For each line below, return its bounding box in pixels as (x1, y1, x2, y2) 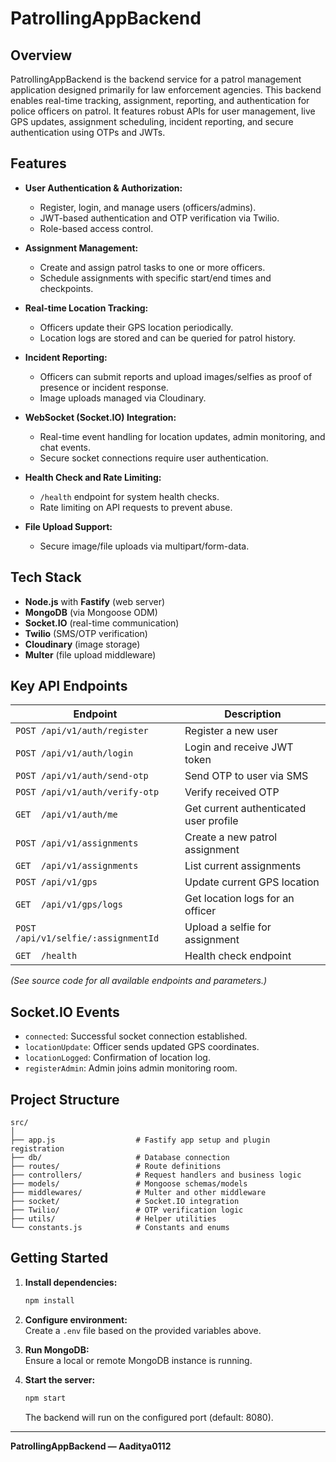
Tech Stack (10, 569, 82, 586)
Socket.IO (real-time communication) (24, 617, 180, 629)
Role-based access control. (39, 222, 154, 234)
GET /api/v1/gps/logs (15, 899, 123, 911)
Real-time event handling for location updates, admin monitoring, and (39, 430, 326, 442)
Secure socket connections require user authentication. (39, 452, 269, 464)
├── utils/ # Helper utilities (10, 1214, 217, 1224)
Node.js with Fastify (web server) (24, 595, 166, 607)
